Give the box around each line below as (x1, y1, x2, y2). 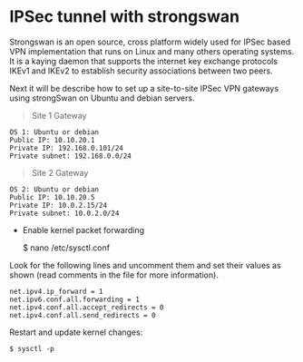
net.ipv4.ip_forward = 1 (9, 287, 103, 296)
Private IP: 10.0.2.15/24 (9, 201, 107, 210)
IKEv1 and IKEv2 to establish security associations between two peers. (9, 65, 274, 76)
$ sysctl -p (9, 344, 54, 353)
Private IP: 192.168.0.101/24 (9, 143, 124, 152)
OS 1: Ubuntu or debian (9, 127, 100, 137)
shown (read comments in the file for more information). (9, 269, 220, 280)
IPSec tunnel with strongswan (9, 6, 240, 27)
